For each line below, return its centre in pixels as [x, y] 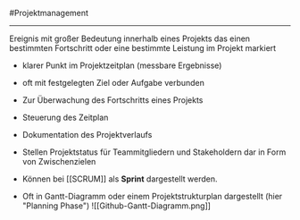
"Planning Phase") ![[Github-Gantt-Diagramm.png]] [117, 206]
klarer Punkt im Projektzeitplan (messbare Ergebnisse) [122, 65]
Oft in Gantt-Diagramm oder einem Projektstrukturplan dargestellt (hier [152, 196]
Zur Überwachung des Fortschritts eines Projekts [112, 100]
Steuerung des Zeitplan [65, 117]
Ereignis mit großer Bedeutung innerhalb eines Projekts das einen [130, 38]
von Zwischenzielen [59, 161]
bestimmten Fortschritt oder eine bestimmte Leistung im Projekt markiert [143, 48]
